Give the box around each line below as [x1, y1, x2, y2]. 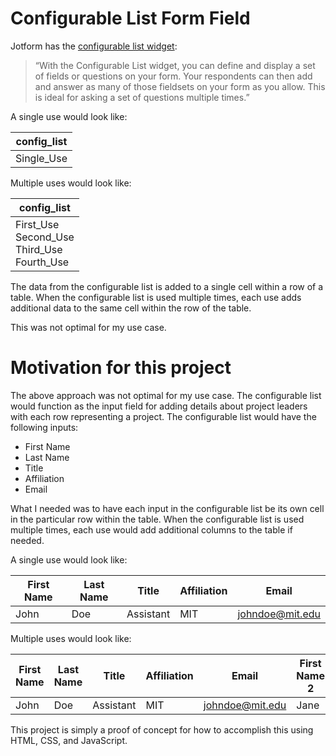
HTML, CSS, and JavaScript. [10, 734, 128, 746]
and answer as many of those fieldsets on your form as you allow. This [34, 80, 326, 92]
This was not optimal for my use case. [10, 321, 167, 333]
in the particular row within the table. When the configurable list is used [10, 513, 305, 525]
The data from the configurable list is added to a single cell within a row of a [10, 280, 324, 292]
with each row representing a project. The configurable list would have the [10, 410, 317, 422]
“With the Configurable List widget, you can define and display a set [34, 59, 316, 71]
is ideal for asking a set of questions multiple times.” [34, 91, 250, 103]
